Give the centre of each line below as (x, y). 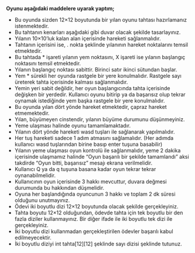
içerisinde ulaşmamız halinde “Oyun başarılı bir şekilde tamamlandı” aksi (102, 157)
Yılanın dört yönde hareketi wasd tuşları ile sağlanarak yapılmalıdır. (95, 132)
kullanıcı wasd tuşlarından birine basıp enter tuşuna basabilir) (88, 144)
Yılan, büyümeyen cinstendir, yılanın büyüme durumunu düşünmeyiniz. (100, 119)
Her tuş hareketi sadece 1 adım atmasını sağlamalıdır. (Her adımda (94, 138)
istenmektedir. (32, 26)
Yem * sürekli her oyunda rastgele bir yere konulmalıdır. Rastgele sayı (98, 76)
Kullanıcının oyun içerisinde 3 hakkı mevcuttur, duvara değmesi (90, 182)
